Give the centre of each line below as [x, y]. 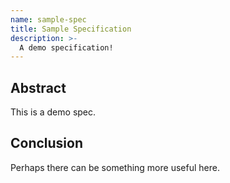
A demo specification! [66, 47]
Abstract [38, 87]
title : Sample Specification [71, 29]
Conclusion [47, 143]
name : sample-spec [48, 19]
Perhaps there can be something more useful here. [115, 167]
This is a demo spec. [53, 112]
